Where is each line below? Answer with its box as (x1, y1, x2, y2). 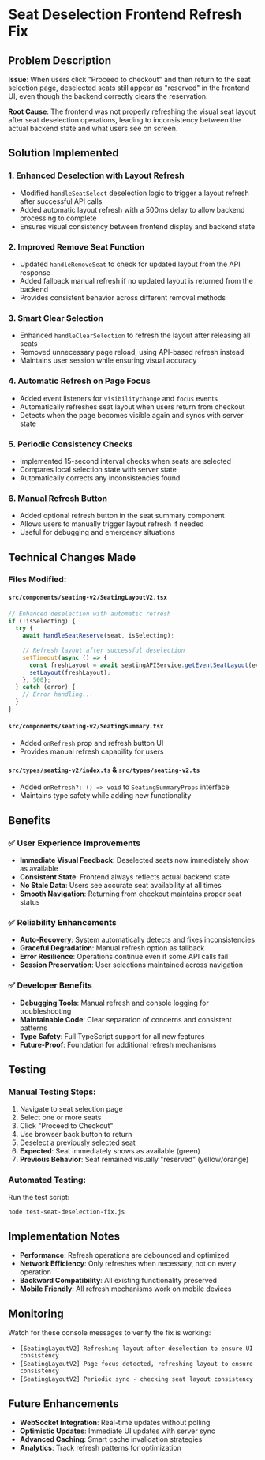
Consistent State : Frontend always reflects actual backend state (19, 872, 230, 882)
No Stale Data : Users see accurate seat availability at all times (19, 881, 222, 890)
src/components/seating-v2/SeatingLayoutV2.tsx (8, 594, 168, 602)
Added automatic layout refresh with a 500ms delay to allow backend (19, 205, 245, 214)
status (19, 897, 40, 907)
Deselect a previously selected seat (19, 1138, 136, 1147)
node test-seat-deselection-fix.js (8, 1207, 125, 1216)
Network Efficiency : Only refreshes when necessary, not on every (19, 1259, 237, 1269)
